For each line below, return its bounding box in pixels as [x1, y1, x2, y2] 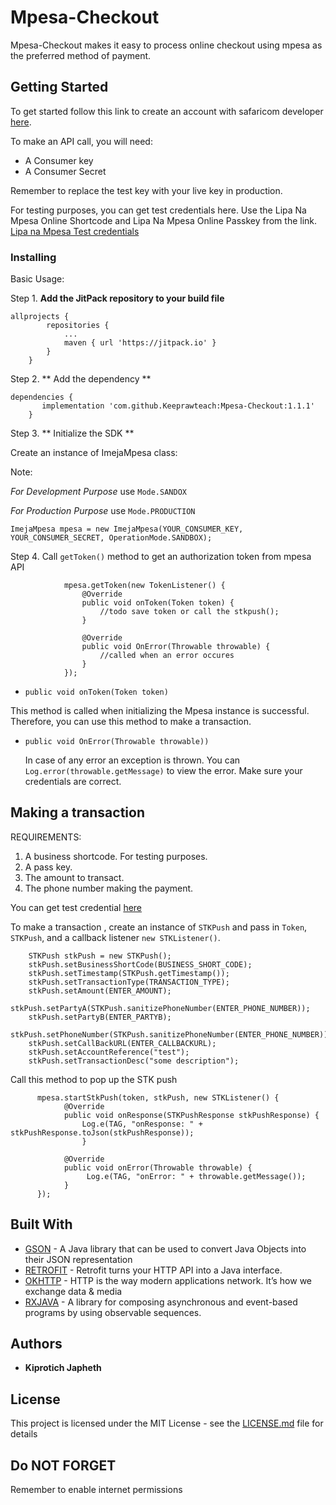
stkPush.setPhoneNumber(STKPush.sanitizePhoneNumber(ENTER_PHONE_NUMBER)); [10, 1029, 333, 1040]
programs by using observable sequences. [24, 1306, 202, 1318]
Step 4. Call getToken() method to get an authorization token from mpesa [10, 551, 312, 563]
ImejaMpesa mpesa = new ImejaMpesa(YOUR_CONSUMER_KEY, [10, 524, 244, 535]
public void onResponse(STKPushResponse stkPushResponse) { [63, 1110, 320, 1120]
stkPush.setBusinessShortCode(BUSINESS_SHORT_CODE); [28, 959, 253, 970]
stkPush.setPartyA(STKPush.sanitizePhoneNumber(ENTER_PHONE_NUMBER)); [10, 1003, 311, 1013]
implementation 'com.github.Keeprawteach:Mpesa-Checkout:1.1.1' [41, 401, 315, 411]
